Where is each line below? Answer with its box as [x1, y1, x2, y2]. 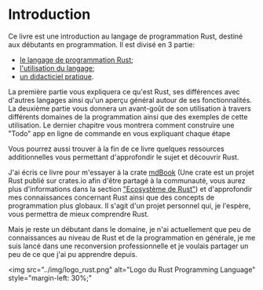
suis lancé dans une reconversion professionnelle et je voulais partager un [8, 241, 249, 251]
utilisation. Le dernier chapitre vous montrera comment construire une [8, 120, 235, 130]
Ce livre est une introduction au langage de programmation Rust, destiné [8, 31, 243, 41]
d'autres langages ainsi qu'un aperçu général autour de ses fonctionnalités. [8, 95, 253, 105]
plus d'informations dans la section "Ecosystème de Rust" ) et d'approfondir [8, 184, 253, 193]
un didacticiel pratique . [19, 72, 94, 81]
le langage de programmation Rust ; [19, 55, 133, 64]
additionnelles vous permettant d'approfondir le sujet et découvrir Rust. [8, 152, 239, 162]
